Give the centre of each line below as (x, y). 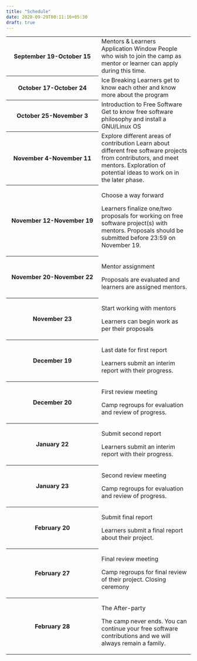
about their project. (128, 538)
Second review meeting (134, 476)
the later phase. (123, 180)
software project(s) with (135, 223)
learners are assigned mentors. (145, 287)
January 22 (52, 445)
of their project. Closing (134, 579)
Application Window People (140, 49)
